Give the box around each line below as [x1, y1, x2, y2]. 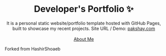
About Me [73, 36, 94, 42]
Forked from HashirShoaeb [5, 45, 61, 51]
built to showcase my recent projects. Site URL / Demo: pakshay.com [12, 25, 155, 31]
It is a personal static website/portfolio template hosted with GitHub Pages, [6, 20, 161, 26]
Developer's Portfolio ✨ [34, 3, 134, 15]
